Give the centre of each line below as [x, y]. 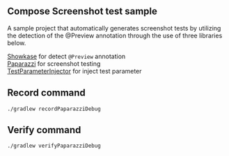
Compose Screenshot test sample [82, 11]
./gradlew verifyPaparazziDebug [54, 146]
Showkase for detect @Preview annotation [66, 56]
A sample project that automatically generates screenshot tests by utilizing [114, 28]
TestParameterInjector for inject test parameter [74, 71]
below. [17, 43]
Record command [46, 93]
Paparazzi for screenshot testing [54, 63]
